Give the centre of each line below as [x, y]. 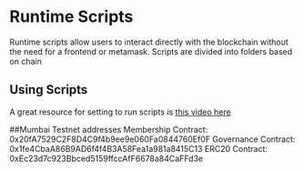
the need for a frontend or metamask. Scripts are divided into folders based [151, 51]
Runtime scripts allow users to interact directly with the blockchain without [149, 42]
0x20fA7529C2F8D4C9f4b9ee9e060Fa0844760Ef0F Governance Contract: [152, 139]
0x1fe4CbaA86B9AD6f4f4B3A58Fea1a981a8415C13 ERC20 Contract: [139, 148]
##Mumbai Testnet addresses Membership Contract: [109, 129]
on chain [26, 61]
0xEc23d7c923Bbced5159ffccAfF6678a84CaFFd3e [106, 158]
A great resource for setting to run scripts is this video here [120, 112]
